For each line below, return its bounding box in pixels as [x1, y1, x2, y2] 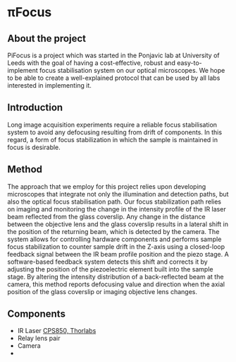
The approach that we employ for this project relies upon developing [7, 182, 206, 191]
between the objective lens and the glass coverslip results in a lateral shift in [7, 220, 229, 228]
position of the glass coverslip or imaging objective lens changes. [7, 287, 197, 296]
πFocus [7, 4, 52, 21]
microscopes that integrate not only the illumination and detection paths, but [7, 189, 229, 198]
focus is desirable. [7, 143, 61, 151]
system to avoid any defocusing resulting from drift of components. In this [7, 128, 223, 136]
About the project [7, 33, 87, 45]
